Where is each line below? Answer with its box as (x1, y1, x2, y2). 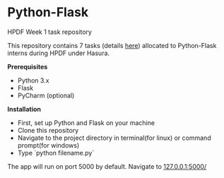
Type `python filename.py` (17, 148, 95, 157)
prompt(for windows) (17, 141, 80, 149)
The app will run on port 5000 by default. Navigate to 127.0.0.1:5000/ (7, 162, 207, 170)
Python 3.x (17, 76, 49, 85)
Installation (7, 105, 41, 113)
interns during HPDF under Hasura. (7, 49, 110, 57)
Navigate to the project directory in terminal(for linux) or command (17, 133, 211, 142)
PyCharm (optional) (17, 91, 75, 100)
